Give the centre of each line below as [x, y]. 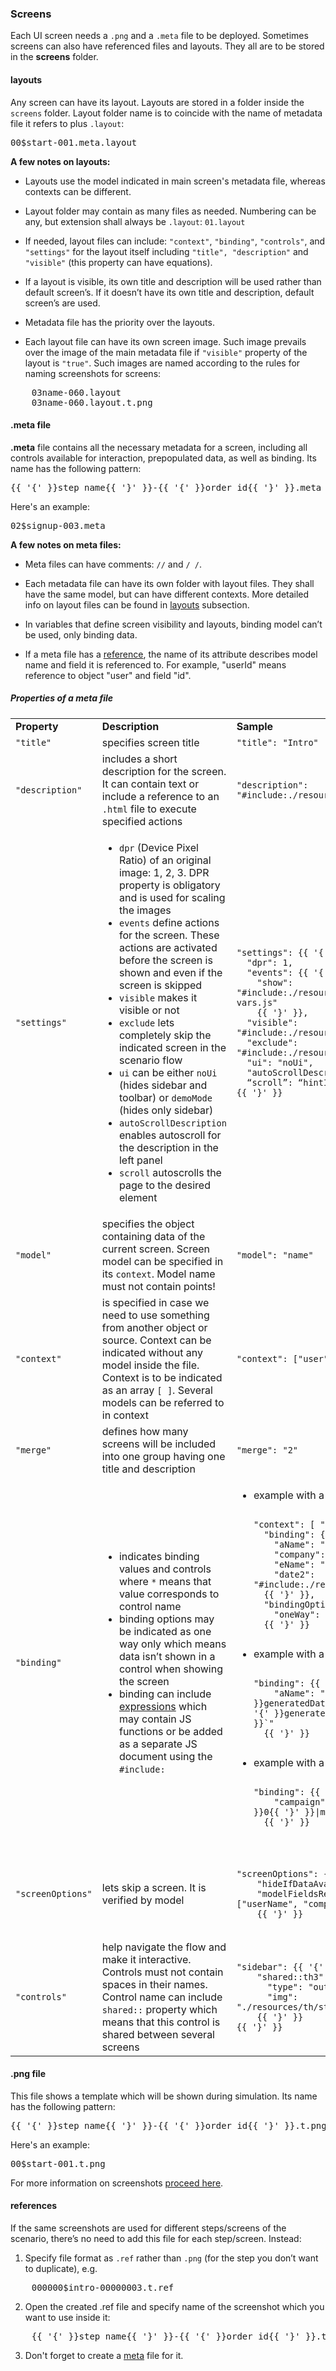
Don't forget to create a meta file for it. [104, 2356]
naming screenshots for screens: [93, 373]
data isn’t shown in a [167, 1657]
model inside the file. [150, 1365]
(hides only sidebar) [166, 1110]
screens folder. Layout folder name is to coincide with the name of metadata [166, 113]
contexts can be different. [78, 191]
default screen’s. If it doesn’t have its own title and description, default [169, 292]
